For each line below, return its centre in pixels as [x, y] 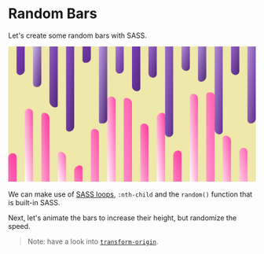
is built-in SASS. [34, 203]
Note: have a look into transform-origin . [93, 241]
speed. [19, 226]
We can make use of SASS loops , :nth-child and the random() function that [130, 194]
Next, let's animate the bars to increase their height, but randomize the [123, 218]
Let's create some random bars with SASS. [78, 35]
